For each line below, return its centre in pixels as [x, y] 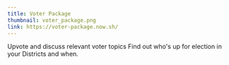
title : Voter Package [39, 14]
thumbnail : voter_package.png [52, 20]
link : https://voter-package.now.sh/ [63, 27]
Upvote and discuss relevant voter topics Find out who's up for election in [115, 47]
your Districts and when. [43, 54]
